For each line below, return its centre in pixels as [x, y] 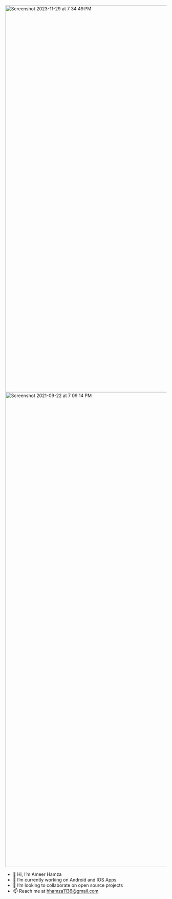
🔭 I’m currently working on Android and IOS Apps [64, 880]
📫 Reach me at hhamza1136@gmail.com [56, 891]
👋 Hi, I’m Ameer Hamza [37, 874]
